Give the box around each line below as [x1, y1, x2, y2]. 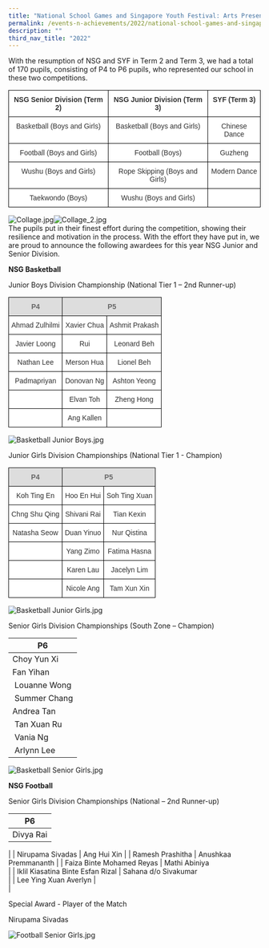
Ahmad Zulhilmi [11, 321, 60, 330]
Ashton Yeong [112, 376, 156, 386]
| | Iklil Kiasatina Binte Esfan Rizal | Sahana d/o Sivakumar [8, 867, 198, 877]
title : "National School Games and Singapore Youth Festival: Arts [8, 11, 239, 20]
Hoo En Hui [65, 491, 102, 500]
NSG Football [8, 781, 54, 791]
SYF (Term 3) [212, 95, 256, 104]
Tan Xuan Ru [14, 719, 62, 730]
